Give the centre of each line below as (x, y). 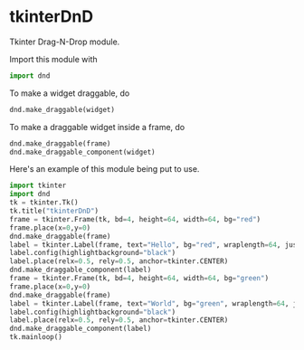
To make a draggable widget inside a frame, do (97, 127)
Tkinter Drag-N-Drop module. (65, 42)
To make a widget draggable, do (70, 93)
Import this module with (53, 59)
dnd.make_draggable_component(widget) (82, 152)
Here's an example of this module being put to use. (104, 169)
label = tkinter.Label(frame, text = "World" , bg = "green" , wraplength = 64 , (149, 303)
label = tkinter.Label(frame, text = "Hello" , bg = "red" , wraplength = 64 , (145, 245)
